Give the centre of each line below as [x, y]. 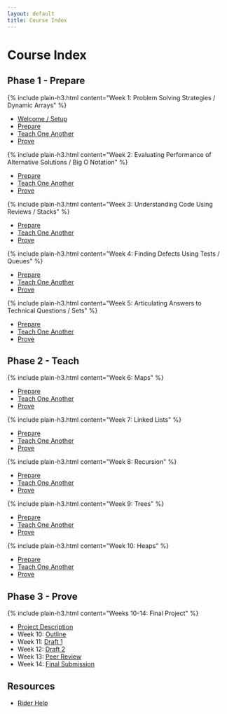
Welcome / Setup [42, 118]
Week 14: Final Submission [56, 664]
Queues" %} [25, 261]
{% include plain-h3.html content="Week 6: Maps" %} [85, 378]
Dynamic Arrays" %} [37, 105]
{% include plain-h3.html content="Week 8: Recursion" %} [92, 462]
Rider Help [33, 703]
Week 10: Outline [42, 634]
